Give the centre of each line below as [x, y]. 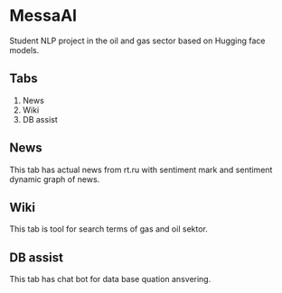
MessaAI [43, 16]
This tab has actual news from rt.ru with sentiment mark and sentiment [141, 169]
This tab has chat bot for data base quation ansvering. [110, 279]
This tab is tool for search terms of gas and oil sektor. [108, 229]
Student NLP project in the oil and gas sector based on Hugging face [137, 41]
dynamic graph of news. [55, 179]
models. [24, 50]
